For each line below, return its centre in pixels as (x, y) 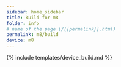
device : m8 (20, 40)
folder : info (23, 23)
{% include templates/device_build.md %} (59, 58)
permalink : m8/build (33, 35)
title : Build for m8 (33, 18)
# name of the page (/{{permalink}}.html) (61, 29)
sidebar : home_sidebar (35, 12)
